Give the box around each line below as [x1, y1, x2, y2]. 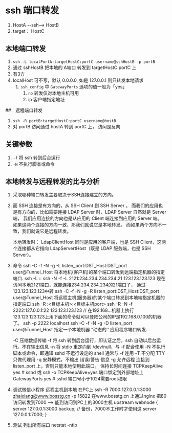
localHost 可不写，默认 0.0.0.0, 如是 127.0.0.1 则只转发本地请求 [12, 77, 144, 83]
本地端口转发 [5, 44, 46, 53]
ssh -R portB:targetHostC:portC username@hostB [12, 118, 116, 123]
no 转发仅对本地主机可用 [28, 90, 79, 96]
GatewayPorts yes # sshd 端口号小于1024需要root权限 [12, 376, 127, 382]
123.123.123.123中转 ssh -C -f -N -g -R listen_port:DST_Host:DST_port [12, 288, 160, 294]
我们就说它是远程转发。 [21, 228, 72, 234]
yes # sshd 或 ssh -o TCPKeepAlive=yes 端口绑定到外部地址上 [12, 369, 144, 376]
